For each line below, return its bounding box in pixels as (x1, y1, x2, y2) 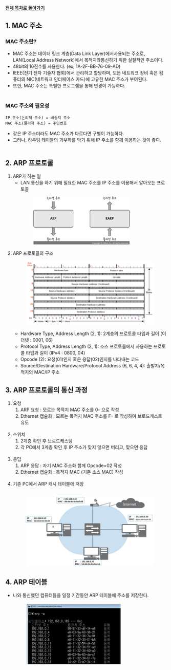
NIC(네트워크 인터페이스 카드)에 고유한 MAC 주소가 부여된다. (26, 76, 148, 82)
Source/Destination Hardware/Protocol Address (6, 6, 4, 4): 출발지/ (20, 363, 161, 369)
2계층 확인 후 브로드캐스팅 (20, 438, 73, 444)
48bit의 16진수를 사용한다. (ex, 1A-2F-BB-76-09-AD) (12, 63, 121, 69)
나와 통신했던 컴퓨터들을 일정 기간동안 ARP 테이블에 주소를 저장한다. (12, 592, 149, 599)
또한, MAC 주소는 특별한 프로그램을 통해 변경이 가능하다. (12, 83, 125, 89)
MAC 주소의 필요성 (5, 102, 50, 109)
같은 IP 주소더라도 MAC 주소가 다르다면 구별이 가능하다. (12, 130, 124, 136)
